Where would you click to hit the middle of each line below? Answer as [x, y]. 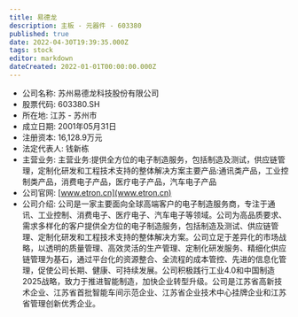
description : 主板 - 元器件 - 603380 [75, 26]
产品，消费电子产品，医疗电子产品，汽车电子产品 [127, 182]
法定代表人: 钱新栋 [55, 148]
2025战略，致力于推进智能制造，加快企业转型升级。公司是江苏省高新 [148, 281]
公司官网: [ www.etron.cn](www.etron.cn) [97, 192]
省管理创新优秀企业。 [61, 303]
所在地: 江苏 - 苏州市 [59, 115]
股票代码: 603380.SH [61, 104]
